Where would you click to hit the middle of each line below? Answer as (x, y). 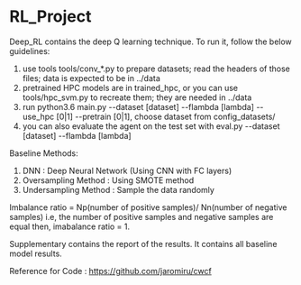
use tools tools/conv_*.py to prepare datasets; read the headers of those (156, 69)
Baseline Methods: (44, 153)
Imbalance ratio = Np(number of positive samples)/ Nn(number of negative (148, 207)
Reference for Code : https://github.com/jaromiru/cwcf (110, 271)
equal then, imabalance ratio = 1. (70, 226)
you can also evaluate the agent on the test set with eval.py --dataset (151, 126)
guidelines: (30, 51)
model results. (36, 253)
